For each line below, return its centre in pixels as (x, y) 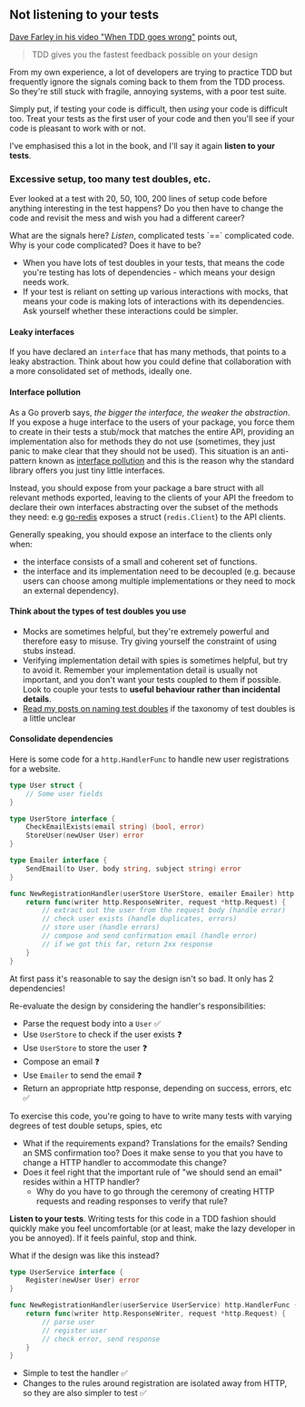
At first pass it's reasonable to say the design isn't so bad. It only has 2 (142, 979)
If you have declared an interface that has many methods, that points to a (148, 352)
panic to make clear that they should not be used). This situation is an (139, 451)
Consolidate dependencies (61, 739)
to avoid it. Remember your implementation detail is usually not (140, 670)
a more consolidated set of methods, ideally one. (101, 371)
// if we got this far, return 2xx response (128, 944)
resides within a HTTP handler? (81, 1181)
